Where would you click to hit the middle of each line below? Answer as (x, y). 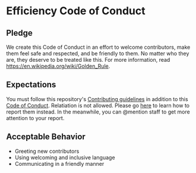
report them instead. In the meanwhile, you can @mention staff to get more (98, 112)
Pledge (19, 33)
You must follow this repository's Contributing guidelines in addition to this (97, 99)
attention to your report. (35, 118)
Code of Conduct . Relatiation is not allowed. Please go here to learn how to (98, 105)
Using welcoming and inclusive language (65, 157)
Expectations (31, 85)
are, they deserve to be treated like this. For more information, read (88, 60)
